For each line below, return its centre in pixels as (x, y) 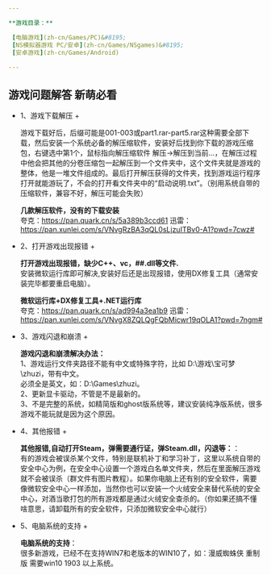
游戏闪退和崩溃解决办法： (63, 353)
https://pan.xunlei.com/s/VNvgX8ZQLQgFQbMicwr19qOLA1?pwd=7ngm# (141, 319)
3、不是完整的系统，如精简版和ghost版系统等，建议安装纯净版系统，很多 (141, 403)
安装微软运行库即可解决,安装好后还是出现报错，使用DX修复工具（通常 (135, 273)
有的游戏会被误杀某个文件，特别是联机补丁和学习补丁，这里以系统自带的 (140, 458)
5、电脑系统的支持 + (54, 526)
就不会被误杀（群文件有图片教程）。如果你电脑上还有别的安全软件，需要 (138, 478)
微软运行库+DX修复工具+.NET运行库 (81, 300)
